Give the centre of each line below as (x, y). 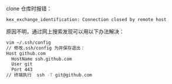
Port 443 (22, 70)
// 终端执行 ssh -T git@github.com (49, 75)
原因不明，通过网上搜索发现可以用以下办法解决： (65, 32)
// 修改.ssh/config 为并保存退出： (45, 48)
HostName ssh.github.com (42, 59)
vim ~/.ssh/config (28, 43)
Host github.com (26, 53)
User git (22, 64)
